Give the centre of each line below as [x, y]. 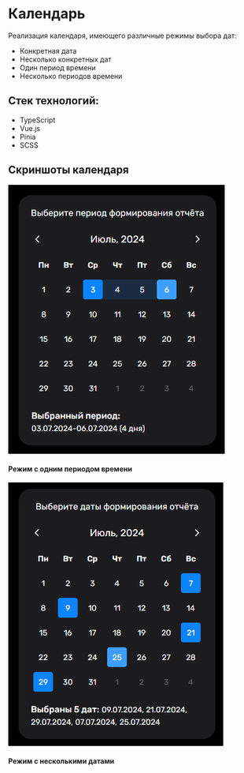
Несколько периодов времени [71, 76]
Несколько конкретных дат [65, 59]
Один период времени [57, 67]
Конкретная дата [48, 51]
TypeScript [37, 120]
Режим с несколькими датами [61, 761]
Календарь [47, 14]
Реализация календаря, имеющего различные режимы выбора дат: [123, 36]
